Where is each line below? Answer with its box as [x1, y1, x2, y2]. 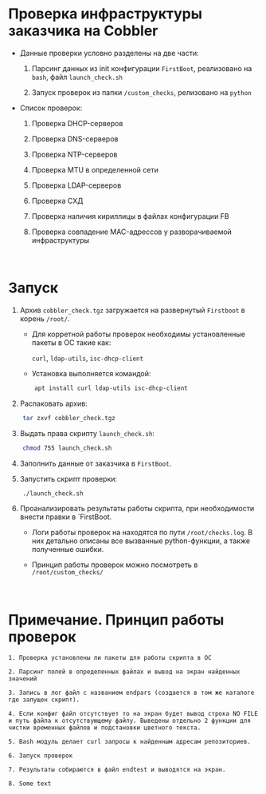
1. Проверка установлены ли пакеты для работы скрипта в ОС [8, 654, 213, 662]
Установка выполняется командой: [31, 368, 151, 378]
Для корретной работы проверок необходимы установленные [31, 329, 245, 339]
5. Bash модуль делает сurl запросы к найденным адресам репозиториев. [8, 738, 251, 746]
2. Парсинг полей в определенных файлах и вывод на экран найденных [8, 668, 241, 676]
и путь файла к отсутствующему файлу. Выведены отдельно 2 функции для [8, 717, 251, 725]
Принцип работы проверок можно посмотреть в [31, 560, 198, 570]
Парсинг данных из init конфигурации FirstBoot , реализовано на [31, 63, 252, 73]
